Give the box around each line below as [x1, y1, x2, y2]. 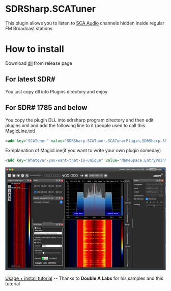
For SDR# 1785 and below [5, 103, 88, 112]
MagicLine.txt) [5, 128, 36, 134]
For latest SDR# [5, 75, 55, 84]
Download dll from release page [5, 60, 72, 66]
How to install [5, 43, 65, 55]
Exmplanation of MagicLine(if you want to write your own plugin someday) [5, 148, 161, 154]
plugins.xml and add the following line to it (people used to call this [5, 122, 146, 128]
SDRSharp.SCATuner [5, 3, 96, 15]
